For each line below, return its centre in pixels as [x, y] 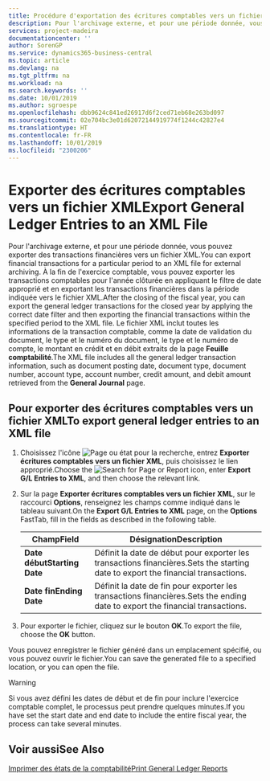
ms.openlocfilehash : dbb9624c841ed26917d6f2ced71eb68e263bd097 [117, 113]
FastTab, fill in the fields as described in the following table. [118, 520]
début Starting [51, 563]
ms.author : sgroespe [43, 105]
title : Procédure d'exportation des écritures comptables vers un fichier [136, 16]
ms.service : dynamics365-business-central [80, 53]
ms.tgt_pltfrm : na [39, 76]
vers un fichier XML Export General [127, 207]
